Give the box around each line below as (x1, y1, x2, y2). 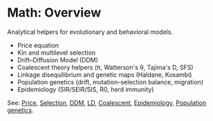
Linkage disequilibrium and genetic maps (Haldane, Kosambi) (17, 71, 192, 79)
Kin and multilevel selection (17, 48, 95, 57)
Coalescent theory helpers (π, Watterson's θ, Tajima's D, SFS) (17, 63, 194, 71)
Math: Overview (7, 5, 102, 21)
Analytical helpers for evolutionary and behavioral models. (7, 28, 174, 36)
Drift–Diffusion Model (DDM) (17, 55, 99, 64)
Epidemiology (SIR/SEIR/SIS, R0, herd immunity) (17, 85, 154, 93)
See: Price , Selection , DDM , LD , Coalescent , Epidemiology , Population (7, 98, 207, 106)
